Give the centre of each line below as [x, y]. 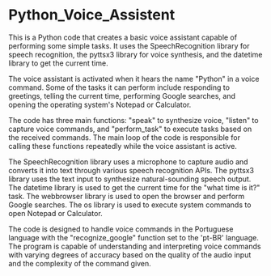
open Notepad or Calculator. [55, 213]
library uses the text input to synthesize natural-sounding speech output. [130, 179]
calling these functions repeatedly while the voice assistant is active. [123, 146]
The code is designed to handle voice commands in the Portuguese [121, 229]
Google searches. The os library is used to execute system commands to [130, 205]
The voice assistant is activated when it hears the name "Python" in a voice [134, 79]
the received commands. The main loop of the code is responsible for [125, 137]
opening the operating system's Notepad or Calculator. [100, 104]
